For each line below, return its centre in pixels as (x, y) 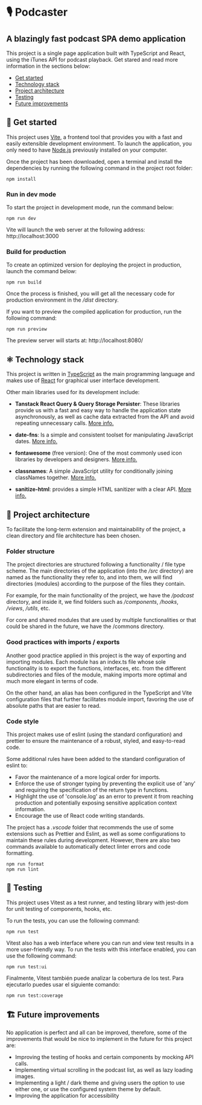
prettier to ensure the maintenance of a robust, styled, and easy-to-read (96, 740)
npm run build (24, 282)
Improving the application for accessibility (67, 1095)
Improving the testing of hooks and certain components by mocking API (104, 1057)
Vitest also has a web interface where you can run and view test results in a (100, 943)
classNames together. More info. (55, 478)
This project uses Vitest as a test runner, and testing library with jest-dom (97, 902)
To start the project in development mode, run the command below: (90, 207)
